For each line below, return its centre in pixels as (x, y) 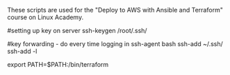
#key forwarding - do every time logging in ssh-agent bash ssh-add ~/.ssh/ (115, 44)
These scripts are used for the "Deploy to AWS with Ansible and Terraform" (115, 10)
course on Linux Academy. (46, 17)
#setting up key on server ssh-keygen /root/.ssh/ (77, 31)
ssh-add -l (22, 51)
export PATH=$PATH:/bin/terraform (58, 64)
